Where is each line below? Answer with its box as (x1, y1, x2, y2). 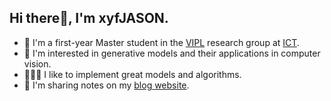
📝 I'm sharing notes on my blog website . (23, 79, 190, 91)
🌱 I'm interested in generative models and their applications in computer (23, 47, 321, 59)
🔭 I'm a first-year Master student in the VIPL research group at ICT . (23, 36, 300, 48)
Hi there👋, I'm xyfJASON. (9, 10, 169, 27)
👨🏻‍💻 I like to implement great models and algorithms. (23, 68, 242, 80)
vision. (23, 57, 52, 70)
